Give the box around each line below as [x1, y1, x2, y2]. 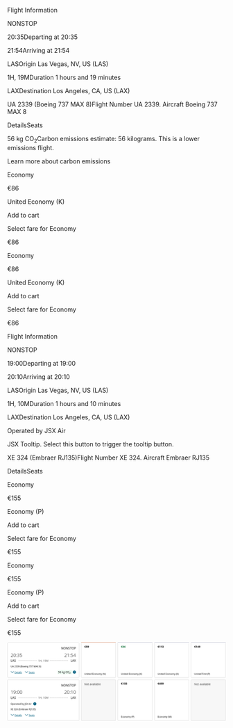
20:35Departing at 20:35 [7, 33, 78, 41]
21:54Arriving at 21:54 [7, 47, 70, 54]
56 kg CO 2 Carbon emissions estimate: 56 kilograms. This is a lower [7, 135, 200, 145]
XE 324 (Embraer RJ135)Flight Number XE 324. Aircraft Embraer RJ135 [7, 453, 210, 462]
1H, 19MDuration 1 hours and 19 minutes [7, 73, 121, 81]
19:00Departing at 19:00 [7, 359, 76, 367]
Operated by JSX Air [7, 426, 66, 435]
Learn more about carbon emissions [7, 156, 111, 165]
